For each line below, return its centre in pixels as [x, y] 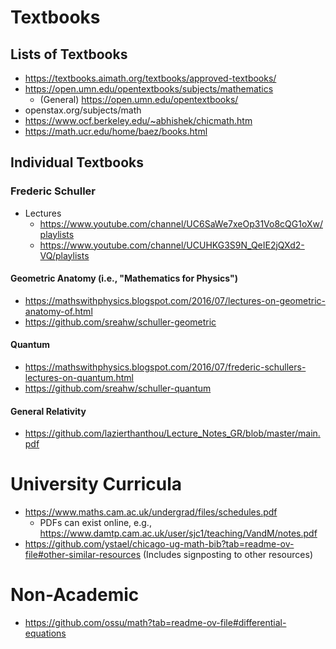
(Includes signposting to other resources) [228, 555]
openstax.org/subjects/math [83, 110]
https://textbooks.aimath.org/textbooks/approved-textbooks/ [150, 78]
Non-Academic [75, 595]
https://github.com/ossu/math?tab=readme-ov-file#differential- [155, 623]
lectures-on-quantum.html [79, 378]
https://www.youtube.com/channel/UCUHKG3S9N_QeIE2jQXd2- [172, 245]
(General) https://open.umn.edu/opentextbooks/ [139, 99]
